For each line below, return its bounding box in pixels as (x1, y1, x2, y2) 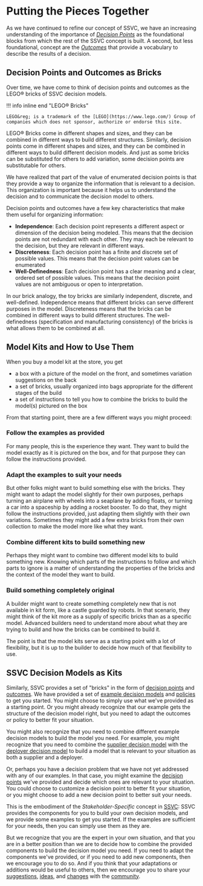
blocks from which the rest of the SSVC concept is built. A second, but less (6, 37, 193, 44)
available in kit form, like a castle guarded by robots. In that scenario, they (6, 606, 190, 613)
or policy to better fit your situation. (6, 716, 94, 723)
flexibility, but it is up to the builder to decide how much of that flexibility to (6, 644, 192, 651)
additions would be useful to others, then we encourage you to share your (6, 866, 190, 873)
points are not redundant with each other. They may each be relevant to (14, 235, 194, 243)
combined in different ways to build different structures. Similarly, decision (6, 136, 192, 143)
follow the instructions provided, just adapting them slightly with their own (6, 510, 190, 517)
